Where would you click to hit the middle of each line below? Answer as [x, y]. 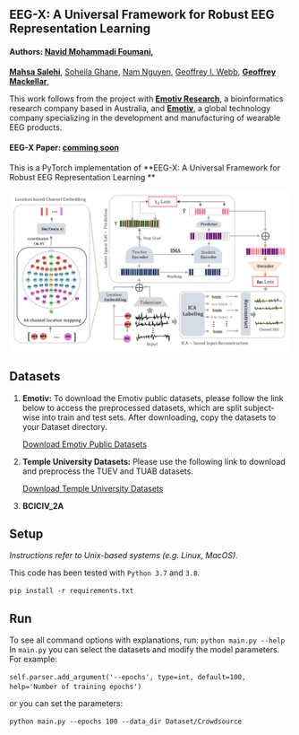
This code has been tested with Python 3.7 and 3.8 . [105, 573]
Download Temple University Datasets [93, 488]
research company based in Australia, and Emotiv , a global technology [140, 108]
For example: [34, 660]
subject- [259, 407]
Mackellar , [30, 81]
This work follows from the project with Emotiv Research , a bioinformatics [146, 99]
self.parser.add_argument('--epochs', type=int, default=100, [128, 678]
